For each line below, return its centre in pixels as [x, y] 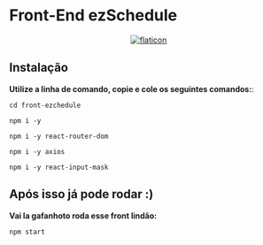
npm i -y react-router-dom [59, 136]
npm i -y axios [37, 151]
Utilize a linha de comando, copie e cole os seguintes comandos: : [131, 88]
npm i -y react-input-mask [59, 167]
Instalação [39, 68]
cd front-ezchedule [45, 105]
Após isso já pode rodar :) [81, 194]
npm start [27, 232]
